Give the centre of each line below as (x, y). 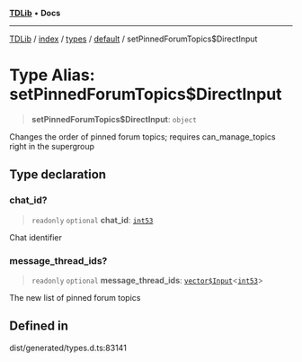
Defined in (39, 326)
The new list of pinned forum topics (75, 297)
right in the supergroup (52, 146)
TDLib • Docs (35, 13)
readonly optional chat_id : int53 (92, 220)
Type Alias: (53, 75)
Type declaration (58, 175)
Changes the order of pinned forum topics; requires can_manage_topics (142, 136)
